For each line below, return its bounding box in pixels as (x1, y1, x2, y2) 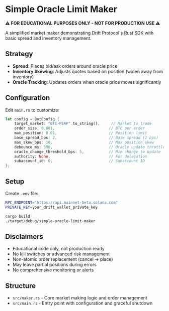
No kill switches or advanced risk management (12, 251, 110, 257)
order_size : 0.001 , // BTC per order (14, 126, 145, 131)
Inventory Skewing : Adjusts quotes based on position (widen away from (12, 68, 163, 74)
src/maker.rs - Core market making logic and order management (12, 295, 147, 301)
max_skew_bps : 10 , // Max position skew (14, 139, 154, 145)
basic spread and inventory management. (5, 35, 92, 41)
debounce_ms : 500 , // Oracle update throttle (14, 144, 165, 149)
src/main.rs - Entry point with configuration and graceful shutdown (12, 300, 153, 306)
